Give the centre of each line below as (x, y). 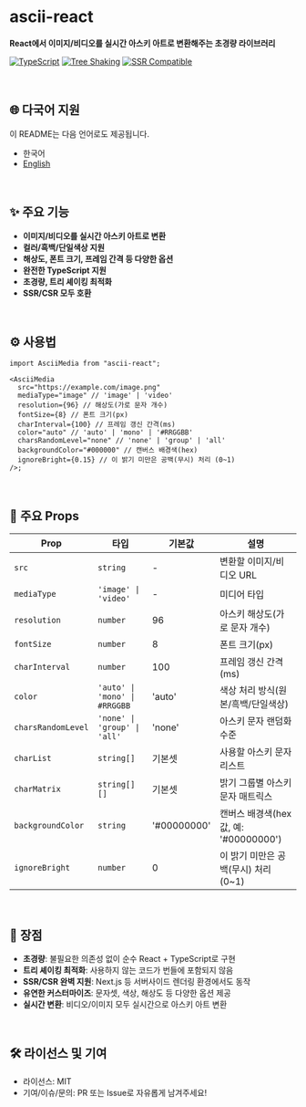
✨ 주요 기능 (40, 212)
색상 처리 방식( (250, 691)
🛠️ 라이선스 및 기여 (58, 1054)
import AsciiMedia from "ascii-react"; (85, 364)
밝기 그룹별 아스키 (256, 783)
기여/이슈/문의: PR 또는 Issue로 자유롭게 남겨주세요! (115, 1092)
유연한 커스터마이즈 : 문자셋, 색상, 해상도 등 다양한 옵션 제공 (127, 993)
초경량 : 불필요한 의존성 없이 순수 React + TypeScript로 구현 (129, 959)
